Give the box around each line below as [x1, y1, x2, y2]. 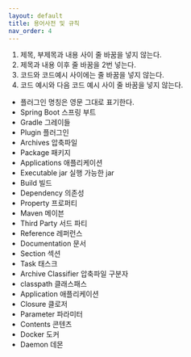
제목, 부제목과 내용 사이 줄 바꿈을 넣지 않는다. [19, 50, 163, 60]
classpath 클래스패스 [19, 279, 87, 289]
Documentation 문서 [19, 239, 87, 249]
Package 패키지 [19, 148, 71, 157]
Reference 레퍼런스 [19, 229, 83, 238]
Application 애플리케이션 [19, 289, 99, 299]
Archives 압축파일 [19, 138, 78, 148]
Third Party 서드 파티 [19, 219, 88, 229]
